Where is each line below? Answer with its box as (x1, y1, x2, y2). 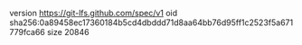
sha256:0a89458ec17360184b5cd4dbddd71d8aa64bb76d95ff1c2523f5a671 (9, 17, 294, 28)
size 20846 (46, 27, 90, 37)
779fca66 (9, 27, 45, 37)
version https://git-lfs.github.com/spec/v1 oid (9, 8, 178, 18)
